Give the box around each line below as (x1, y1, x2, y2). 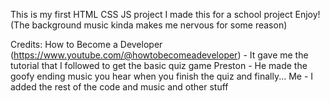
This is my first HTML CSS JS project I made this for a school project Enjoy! (10, 9, 321, 20)
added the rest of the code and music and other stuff (10, 81, 229, 93)
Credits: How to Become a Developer (10, 39, 163, 50)
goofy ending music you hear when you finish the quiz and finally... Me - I (10, 70, 314, 82)
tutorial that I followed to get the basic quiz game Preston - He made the (10, 60, 308, 71)
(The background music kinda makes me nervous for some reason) (10, 19, 288, 31)
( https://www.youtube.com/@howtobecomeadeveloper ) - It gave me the (10, 49, 309, 61)
